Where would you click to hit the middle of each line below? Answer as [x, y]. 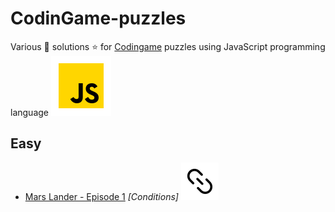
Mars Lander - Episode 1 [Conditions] [101, 196]
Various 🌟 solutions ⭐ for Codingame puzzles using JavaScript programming [168, 46]
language [29, 112]
